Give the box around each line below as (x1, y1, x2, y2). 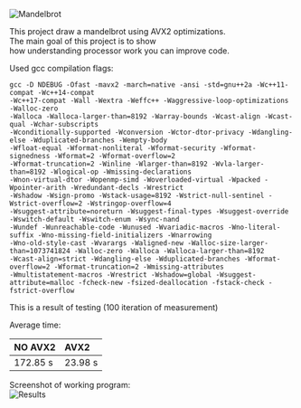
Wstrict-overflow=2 (9, 199, 83, 208)
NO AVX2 (14, 341, 56, 353)
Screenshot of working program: (9, 380, 131, 390)
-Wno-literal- (227, 223, 281, 232)
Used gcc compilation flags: (9, 63, 114, 73)
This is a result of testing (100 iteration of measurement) (9, 302, 219, 312)
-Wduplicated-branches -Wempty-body (29, 136, 168, 145)
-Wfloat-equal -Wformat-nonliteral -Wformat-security (9, 144, 217, 153)
